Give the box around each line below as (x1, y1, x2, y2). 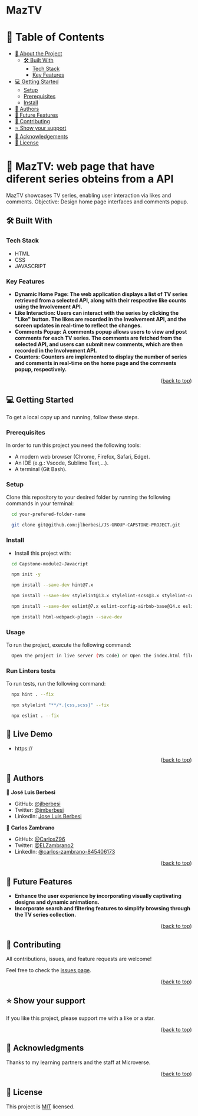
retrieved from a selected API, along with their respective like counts (14, 297, 187, 304)
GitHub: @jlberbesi (14, 800, 61, 808)
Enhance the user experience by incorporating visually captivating (14, 893, 181, 900)
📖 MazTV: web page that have (6, 160, 155, 173)
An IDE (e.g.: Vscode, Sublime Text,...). (14, 459, 109, 466)
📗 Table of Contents (6, 31, 105, 44)
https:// (14, 745, 33, 752)
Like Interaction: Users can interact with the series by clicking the (14, 310, 179, 317)
